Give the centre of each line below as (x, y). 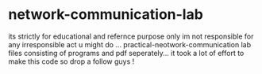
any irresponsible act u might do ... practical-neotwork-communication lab (130, 44)
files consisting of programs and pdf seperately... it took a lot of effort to (126, 53)
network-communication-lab (106, 15)
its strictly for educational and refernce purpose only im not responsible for (131, 36)
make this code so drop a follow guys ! (71, 61)
